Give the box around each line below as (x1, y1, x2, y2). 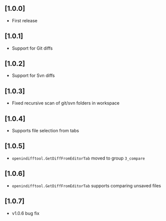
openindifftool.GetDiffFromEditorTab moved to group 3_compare (11, 155, 145, 161)
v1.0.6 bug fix (11, 210, 40, 216)
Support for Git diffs (11, 45, 53, 51)
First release (11, 17, 38, 23)
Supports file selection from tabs (11, 128, 79, 134)
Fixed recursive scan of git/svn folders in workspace (11, 100, 120, 106)
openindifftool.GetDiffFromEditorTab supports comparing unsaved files (11, 182, 161, 188)
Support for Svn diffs (11, 72, 55, 79)
